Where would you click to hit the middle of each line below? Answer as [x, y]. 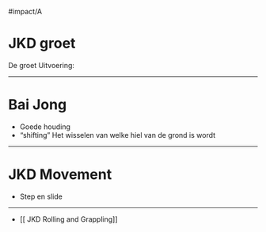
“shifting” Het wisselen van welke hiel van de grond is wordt [118, 135]
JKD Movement [60, 175]
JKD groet [42, 44]
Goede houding [45, 127]
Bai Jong [38, 105]
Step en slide [41, 196]
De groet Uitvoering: [42, 65]
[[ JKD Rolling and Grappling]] [68, 219]
